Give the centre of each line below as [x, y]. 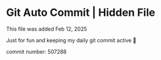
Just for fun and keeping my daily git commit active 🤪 [71, 40]
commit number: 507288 [37, 51]
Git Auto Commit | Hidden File [81, 13]
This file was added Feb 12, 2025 [47, 29]
